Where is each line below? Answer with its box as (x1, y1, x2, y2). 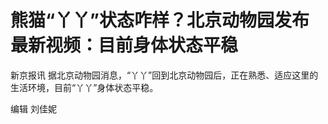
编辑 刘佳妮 (10, 102, 57, 115)
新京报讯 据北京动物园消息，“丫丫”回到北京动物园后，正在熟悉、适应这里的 (10, 69, 319, 81)
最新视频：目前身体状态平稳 (10, 34, 239, 57)
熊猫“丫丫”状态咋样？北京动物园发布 (10, 9, 310, 32)
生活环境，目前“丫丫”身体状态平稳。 (10, 81, 159, 93)
